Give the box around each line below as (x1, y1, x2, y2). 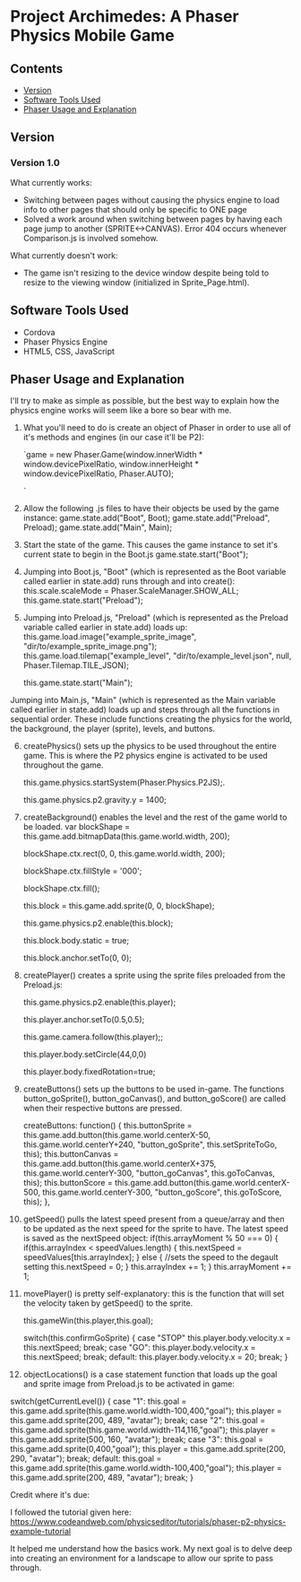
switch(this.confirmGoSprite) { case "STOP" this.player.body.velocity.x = (22, 1333, 292, 1343)
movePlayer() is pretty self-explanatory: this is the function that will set (22, 1289, 285, 1299)
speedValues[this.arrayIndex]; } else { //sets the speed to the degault (22, 1252, 279, 1263)
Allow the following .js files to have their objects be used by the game (22, 503, 279, 514)
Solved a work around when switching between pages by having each (22, 213, 283, 224)
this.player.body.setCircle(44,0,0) (22, 1049, 147, 1060)
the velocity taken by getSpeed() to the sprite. (22, 1298, 193, 1308)
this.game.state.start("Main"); (22, 677, 133, 688)
